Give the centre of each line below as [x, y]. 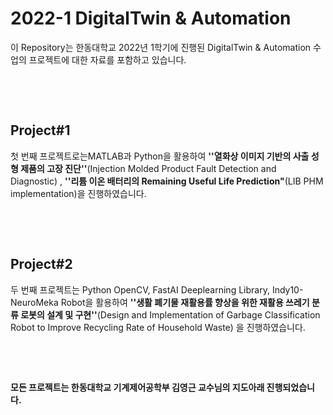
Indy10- [287, 289]
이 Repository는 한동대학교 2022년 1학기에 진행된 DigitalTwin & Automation [161, 47]
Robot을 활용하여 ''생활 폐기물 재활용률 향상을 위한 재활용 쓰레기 [185, 302]
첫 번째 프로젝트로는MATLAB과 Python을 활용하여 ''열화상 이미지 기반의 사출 [160, 156]
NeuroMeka [34, 302]
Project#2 [41, 264]
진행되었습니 [290, 387]
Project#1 [40, 130]
